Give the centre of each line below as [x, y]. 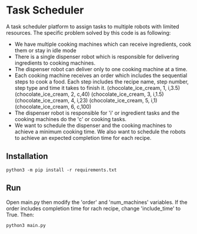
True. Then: [20, 215]
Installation [27, 156]
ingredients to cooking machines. [55, 63]
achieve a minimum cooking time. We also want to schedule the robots [100, 131]
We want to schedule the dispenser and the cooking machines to [93, 125]
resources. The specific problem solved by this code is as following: [89, 32]
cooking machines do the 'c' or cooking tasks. [71, 119]
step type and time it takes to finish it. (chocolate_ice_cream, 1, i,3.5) [97, 88]
